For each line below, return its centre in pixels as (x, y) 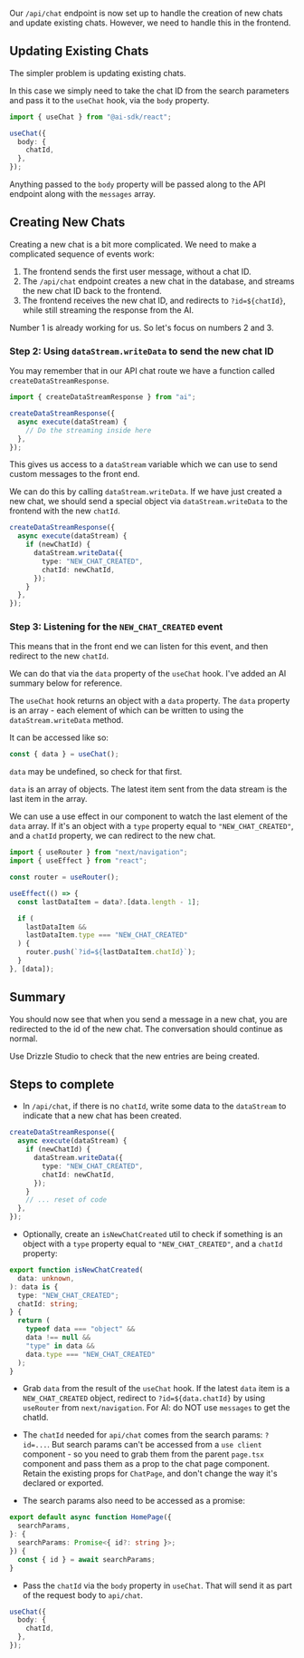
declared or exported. (63, 1483)
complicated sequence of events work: (82, 254)
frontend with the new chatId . (65, 511)
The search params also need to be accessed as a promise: (134, 1501)
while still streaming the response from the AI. (108, 310)
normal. (24, 1039)
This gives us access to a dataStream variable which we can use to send (143, 464)
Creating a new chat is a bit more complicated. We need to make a (133, 244)
